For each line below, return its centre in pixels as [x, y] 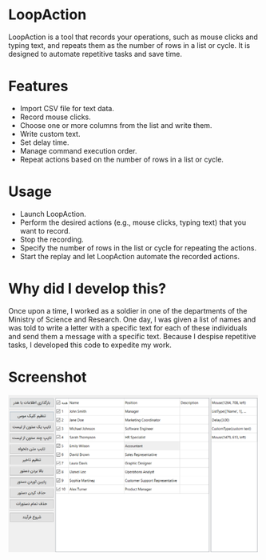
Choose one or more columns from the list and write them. [116, 125]
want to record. [45, 230]
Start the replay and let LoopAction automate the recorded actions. [130, 256]
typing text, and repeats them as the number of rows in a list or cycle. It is [129, 45]
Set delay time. [44, 142]
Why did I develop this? [87, 289]
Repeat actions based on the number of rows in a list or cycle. [121, 159]
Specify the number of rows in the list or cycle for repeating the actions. [138, 248]
